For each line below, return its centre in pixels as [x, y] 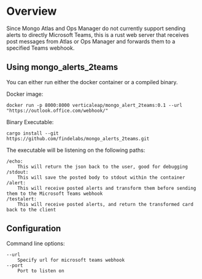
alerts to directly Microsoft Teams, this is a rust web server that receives [98, 34]
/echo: [15, 161]
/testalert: [21, 199]
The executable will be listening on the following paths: [76, 150]
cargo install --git [33, 133]
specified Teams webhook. [41, 48]
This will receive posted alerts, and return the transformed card [105, 204]
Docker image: [25, 94]
